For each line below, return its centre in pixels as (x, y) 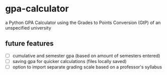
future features (29, 44)
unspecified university (28, 27)
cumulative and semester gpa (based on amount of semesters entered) (86, 55)
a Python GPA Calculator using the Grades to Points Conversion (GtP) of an (83, 22)
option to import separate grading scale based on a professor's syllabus (87, 67)
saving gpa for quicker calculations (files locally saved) (69, 61)
